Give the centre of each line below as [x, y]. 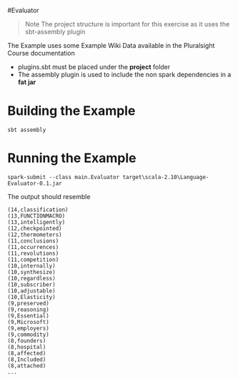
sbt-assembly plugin [55, 32]
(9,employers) [29, 328]
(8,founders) [27, 341]
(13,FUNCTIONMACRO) [36, 216]
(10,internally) [31, 266]
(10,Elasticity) [31, 297]
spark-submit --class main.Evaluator [64, 177]
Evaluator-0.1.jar [35, 183]
